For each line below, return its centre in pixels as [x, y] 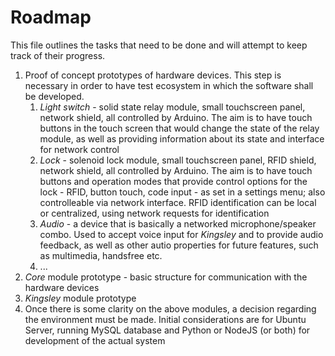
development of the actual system [95, 340]
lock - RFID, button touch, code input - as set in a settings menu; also [182, 192]
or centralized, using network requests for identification [154, 213]
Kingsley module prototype [80, 298]
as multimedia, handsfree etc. [101, 255]
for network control [79, 149]
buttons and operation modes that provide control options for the [173, 181]
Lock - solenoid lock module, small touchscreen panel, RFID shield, [178, 160]
